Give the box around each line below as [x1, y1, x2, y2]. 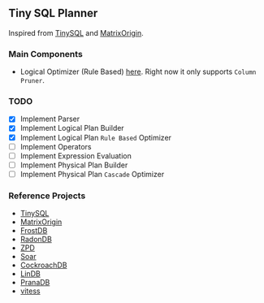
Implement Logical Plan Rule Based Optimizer [19, 132, 172, 142]
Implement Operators [19, 141, 92, 151]
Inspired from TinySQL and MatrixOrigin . [8, 28, 144, 37]
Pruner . [19, 76, 45, 85]
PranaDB [19, 278, 50, 288]
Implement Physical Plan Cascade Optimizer [19, 169, 165, 179]
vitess [19, 286, 41, 296]
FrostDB [19, 226, 48, 236]
